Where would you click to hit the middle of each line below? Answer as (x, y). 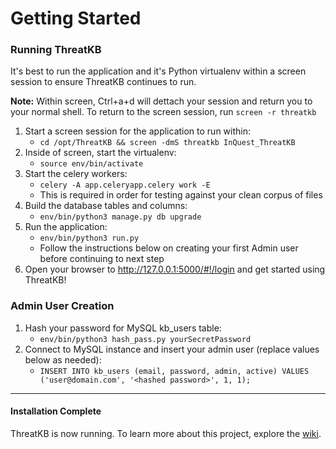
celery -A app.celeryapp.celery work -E (125, 185)
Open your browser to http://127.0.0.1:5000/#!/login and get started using (175, 269)
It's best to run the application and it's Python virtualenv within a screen (158, 71)
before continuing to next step (102, 259)
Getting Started (76, 18)
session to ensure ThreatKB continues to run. (103, 82)
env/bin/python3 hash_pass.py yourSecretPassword (145, 339)
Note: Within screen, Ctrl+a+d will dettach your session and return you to (161, 101)
